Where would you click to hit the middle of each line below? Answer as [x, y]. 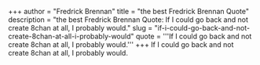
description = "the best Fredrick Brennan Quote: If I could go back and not [128, 20]
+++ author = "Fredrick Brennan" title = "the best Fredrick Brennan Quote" [129, 11]
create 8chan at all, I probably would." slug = [81, 28]
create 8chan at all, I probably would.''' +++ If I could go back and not [121, 45]
